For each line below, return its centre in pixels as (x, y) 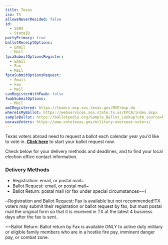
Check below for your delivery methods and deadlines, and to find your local (84, 151)
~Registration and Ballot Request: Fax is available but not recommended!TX (83, 201)
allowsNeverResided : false (33, 19)
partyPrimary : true (25, 38)
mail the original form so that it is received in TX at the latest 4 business (79, 211)
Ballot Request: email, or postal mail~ (50, 186)
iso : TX (13, 15)
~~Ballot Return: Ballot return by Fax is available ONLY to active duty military (84, 226)
